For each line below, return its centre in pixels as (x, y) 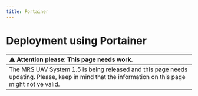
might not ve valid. (34, 84)
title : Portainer (27, 11)
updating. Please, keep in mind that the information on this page (97, 77)
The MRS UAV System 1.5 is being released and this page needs (98, 69)
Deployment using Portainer (77, 40)
